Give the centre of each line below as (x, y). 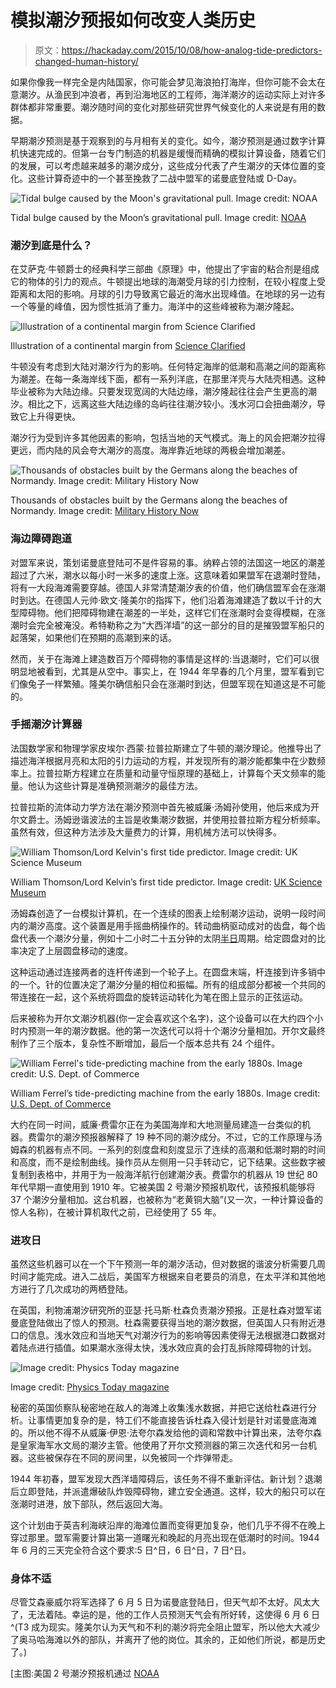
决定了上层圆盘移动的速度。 (75, 950)
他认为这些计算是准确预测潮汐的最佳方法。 (115, 785)
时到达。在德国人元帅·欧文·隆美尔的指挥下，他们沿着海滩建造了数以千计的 (162, 600)
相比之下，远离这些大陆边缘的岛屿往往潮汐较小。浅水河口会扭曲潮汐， (172, 404)
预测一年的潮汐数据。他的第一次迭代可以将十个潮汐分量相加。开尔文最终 (176, 1030)
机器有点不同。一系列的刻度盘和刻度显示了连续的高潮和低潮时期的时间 (181, 1149)
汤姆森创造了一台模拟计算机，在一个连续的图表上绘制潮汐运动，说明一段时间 (168, 913)
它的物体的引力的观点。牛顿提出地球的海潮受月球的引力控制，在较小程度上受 (168, 282)
